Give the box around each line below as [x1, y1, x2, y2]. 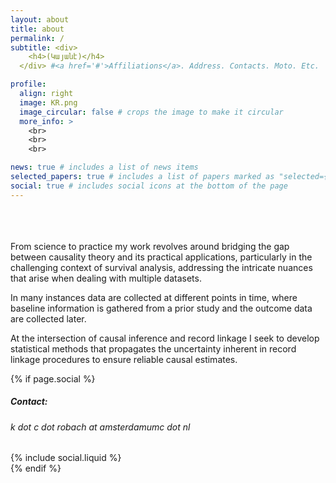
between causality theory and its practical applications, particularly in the [10, 251, 313, 263]
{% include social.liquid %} [10, 452, 122, 464]
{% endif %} [10, 462, 62, 475]
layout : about [10, 14, 70, 25]
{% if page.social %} [10, 372, 96, 385]
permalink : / [10, 33, 65, 43]
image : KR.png [19, 97, 78, 108]
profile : [10, 79, 47, 90]
